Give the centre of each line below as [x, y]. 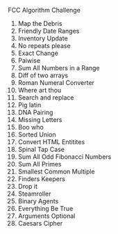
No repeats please [44, 46]
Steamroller [34, 194]
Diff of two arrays [43, 75]
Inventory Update [43, 38]
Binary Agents [38, 201]
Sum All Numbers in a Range [59, 68]
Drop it [27, 186]
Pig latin [29, 105]
